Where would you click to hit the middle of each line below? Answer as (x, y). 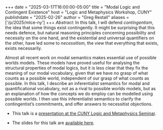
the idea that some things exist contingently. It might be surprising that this (80, 28)
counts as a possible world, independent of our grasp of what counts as (77, 78)
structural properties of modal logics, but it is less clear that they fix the (77, 68)
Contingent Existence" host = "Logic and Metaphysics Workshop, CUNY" (79, 12)
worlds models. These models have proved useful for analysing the (72, 63)
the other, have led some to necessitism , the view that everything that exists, (82, 43)
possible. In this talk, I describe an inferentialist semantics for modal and (77, 83)
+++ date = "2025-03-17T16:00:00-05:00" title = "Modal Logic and (72, 7)
